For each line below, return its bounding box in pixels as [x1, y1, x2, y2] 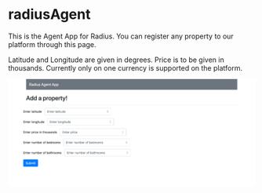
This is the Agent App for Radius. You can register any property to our [8, 31, 234, 41]
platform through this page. [8, 39, 96, 49]
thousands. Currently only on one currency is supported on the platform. [8, 63, 243, 72]
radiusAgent [8, 5, 91, 24]
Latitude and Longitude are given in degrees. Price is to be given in [8, 55, 225, 64]
